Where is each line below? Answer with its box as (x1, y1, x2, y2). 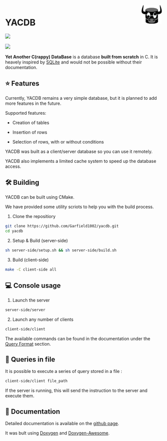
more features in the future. (5, 100, 62, 106)
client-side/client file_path (5, 378, 68, 384)
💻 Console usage (5, 282, 61, 290)
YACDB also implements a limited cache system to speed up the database (5, 158, 157, 164)
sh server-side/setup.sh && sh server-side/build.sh (5, 248, 117, 253)
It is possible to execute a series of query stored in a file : (5, 368, 123, 374)
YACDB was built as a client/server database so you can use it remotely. (5, 148, 153, 154)
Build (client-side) (12, 257, 49, 263)
